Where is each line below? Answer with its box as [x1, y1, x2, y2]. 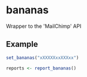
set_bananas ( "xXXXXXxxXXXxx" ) [6, 54, 79, 61]
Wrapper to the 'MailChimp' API [6, 23, 82, 30]
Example [6, 39, 38, 49]
